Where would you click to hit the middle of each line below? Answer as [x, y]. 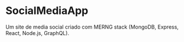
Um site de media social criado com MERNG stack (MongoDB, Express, [92, 27]
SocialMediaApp [47, 11]
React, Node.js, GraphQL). [37, 33]
